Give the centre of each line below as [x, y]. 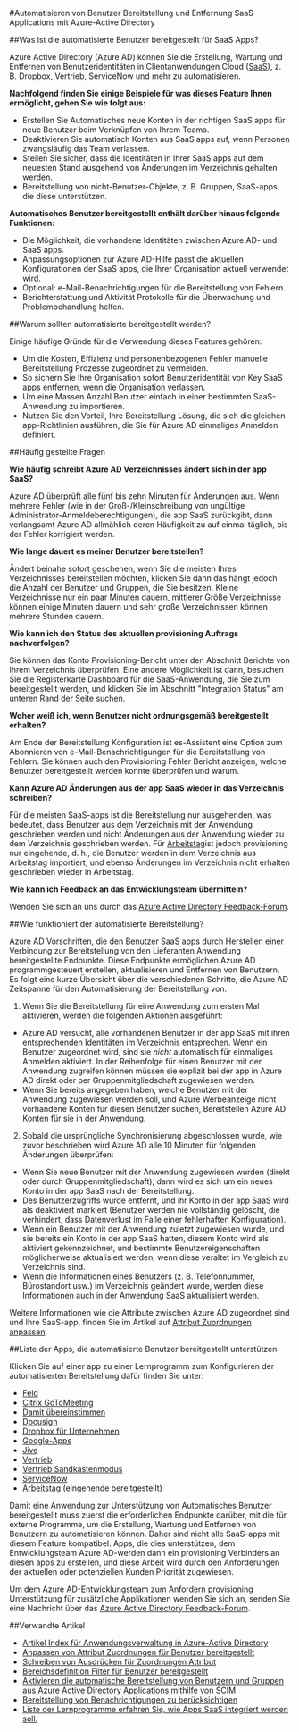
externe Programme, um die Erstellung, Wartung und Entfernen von [133, 1524]
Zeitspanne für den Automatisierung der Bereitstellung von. [118, 988]
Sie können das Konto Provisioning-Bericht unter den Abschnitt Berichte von [149, 660]
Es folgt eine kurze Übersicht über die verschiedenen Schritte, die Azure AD [149, 979]
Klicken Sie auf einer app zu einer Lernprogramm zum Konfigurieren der [142, 1366]
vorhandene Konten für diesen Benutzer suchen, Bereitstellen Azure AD [154, 1109]
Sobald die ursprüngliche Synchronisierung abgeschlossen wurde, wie [152, 1135]
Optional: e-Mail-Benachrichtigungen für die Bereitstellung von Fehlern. [154, 288]
